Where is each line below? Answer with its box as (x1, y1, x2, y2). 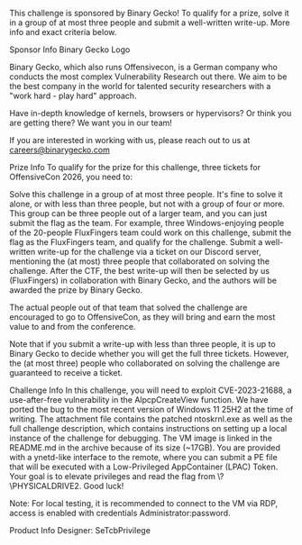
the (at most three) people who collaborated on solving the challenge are (9, 358, 280, 368)
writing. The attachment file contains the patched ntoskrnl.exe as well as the (9, 413, 293, 424)
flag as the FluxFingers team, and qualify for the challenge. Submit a (9, 237, 263, 247)
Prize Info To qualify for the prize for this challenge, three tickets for (9, 162, 261, 172)
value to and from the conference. (9, 322, 136, 332)
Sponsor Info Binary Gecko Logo (9, 44, 131, 55)
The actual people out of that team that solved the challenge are (9, 302, 248, 313)
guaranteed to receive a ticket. (9, 368, 124, 377)
